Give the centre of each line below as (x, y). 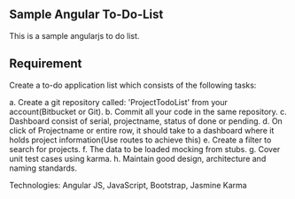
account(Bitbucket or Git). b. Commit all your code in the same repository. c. (148, 111)
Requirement (46, 64)
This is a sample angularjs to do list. (74, 35)
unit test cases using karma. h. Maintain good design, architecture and (138, 158)
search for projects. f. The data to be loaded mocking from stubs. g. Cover (145, 149)
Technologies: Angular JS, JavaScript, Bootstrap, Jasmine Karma (128, 185)
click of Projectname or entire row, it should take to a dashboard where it (142, 130)
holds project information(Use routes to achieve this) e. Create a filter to (140, 140)
